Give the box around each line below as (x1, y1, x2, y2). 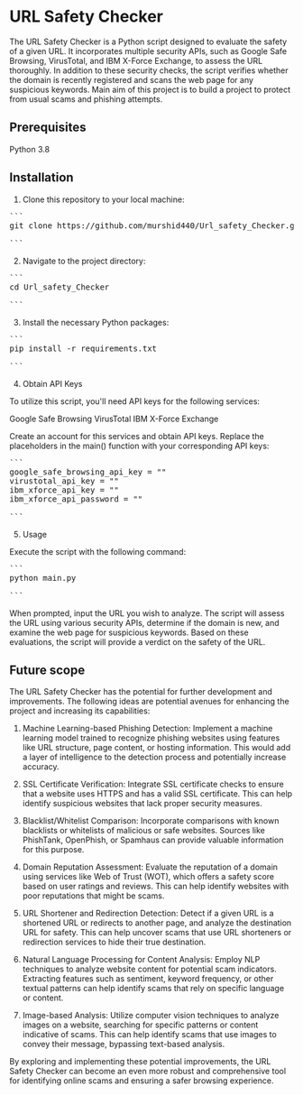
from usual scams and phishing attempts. (9, 93, 163, 105)
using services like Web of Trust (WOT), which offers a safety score (22, 871, 275, 882)
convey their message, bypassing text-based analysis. (22, 1039, 225, 1050)
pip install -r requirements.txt (9, 343, 158, 354)
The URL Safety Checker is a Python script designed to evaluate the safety (9, 36, 288, 47)
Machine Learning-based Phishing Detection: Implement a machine (22, 723, 273, 734)
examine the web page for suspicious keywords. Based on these (9, 627, 250, 638)
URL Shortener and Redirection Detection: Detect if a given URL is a (22, 908, 274, 919)
